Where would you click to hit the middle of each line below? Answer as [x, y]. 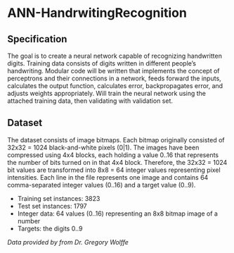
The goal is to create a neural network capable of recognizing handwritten [115, 56]
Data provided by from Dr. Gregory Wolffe [68, 242]
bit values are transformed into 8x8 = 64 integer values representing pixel [114, 170]
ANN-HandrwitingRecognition [97, 13]
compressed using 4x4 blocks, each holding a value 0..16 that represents [113, 155]
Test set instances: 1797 [52, 206]
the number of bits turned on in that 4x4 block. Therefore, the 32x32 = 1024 [117, 162]
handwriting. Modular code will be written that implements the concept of [113, 71]
